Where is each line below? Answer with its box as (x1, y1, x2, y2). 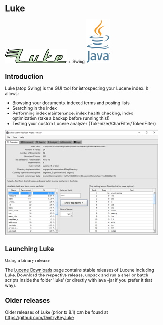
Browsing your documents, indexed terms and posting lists (12, 100, 130, 106)
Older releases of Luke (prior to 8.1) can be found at (5, 309, 108, 315)
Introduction (5, 72, 44, 81)
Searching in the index (12, 105, 57, 111)
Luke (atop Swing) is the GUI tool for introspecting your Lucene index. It (5, 85, 148, 91)
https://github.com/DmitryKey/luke (5, 314, 74, 320)
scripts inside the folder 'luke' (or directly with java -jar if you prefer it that (5, 277, 153, 283)
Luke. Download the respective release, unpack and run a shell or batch (5, 272, 149, 278)
